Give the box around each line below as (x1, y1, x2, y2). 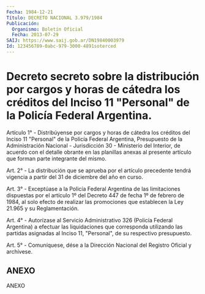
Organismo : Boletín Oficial (12, 26, 84, 32)
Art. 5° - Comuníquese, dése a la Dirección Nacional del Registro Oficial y (6, 241, 192, 249)
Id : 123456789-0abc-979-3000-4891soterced (6, 43, 116, 50)
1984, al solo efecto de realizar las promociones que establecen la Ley (6, 198, 184, 205)
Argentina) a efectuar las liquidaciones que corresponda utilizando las (6, 223, 183, 230)
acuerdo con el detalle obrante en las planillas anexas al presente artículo (6, 148, 192, 156)
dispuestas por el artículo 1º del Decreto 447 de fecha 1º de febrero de (6, 191, 185, 199)
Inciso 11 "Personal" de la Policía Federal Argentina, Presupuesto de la (6, 135, 182, 143)
